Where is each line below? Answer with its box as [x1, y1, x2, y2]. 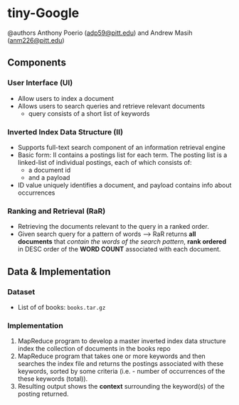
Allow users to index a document [17, 94, 114, 102]
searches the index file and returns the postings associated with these [17, 360, 224, 368]
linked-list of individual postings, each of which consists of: [17, 158, 192, 166]
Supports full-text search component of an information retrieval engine [17, 143, 225, 151]
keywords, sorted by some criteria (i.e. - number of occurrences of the [17, 367, 225, 376]
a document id [28, 166, 71, 174]
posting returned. [17, 389, 69, 399]
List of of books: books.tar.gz [17, 303, 106, 311]
